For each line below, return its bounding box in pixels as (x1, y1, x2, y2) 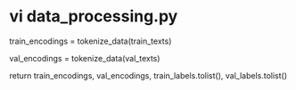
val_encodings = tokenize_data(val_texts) (9, 53, 160, 63)
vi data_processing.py (9, 6, 178, 27)
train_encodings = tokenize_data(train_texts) (9, 36, 172, 46)
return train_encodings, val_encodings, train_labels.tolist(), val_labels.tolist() (9, 70, 288, 81)
